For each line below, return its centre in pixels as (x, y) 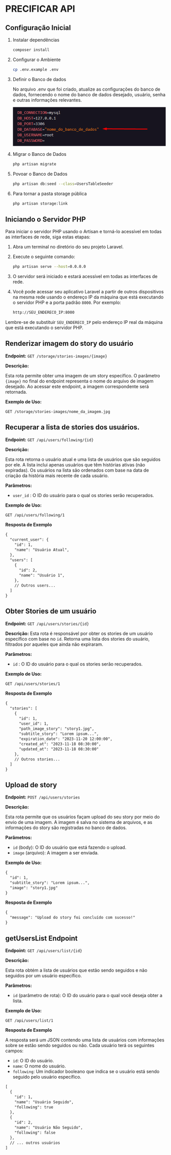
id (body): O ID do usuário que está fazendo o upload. (69, 847)
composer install (31, 50)
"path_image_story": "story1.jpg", (56, 729)
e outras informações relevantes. (47, 100)
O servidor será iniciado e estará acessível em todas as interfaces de (85, 277)
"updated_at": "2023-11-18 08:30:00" (59, 749)
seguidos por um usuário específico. (44, 976)
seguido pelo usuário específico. (47, 1077)
